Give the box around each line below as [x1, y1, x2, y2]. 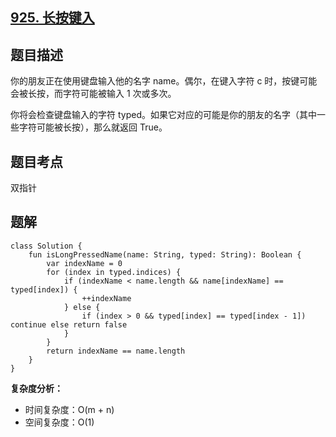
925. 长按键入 [10, 9, 95, 27]
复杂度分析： [10, 382, 63, 394]
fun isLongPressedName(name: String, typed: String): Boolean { [28, 249, 302, 260]
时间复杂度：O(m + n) [24, 403, 115, 415]
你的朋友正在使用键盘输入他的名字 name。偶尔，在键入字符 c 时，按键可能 [10, 75, 318, 87]
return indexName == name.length [46, 346, 186, 356]
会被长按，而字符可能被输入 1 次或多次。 [10, 88, 177, 100]
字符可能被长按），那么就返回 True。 [18, 121, 168, 133]
